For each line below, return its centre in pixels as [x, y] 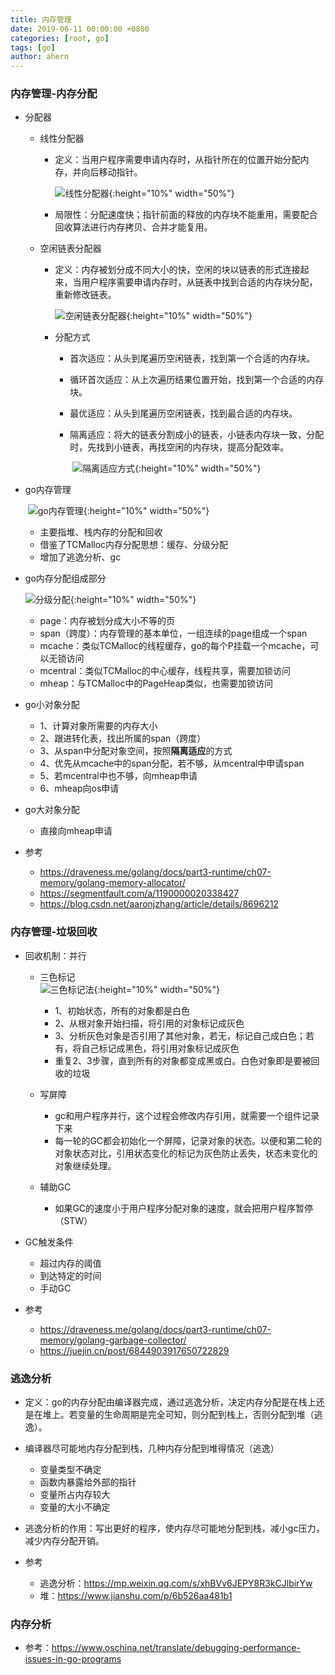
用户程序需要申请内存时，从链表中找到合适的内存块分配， [199, 282]
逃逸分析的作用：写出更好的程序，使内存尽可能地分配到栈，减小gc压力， [174, 1528]
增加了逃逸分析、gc [80, 557]
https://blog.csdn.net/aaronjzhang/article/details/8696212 [159, 904]
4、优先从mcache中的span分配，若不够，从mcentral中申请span [172, 763]
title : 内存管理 [41, 19]
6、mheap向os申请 [79, 788]
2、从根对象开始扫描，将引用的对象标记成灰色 [149, 1023]
